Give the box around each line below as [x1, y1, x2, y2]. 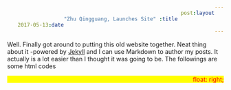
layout [195, 10, 215, 16]
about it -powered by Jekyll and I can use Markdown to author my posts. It [7, 47, 219, 55]
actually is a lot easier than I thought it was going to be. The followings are [7, 55, 218, 63]
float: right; [192, 75, 224, 83]
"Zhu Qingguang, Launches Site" [63, 16, 157, 22]
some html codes [7, 62, 56, 70]
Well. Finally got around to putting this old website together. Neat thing [7, 40, 207, 48]
